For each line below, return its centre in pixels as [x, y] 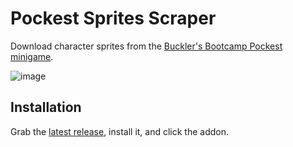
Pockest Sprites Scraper [113, 18]
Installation [46, 107]
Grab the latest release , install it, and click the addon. [120, 131]
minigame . [32, 56]
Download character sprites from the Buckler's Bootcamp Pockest [146, 46]
